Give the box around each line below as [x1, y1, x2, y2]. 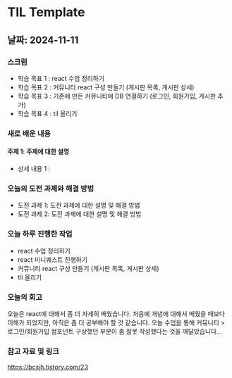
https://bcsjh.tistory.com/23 [7, 363, 89, 372]
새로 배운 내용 [7, 128, 51, 138]
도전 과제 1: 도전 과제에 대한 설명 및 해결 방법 [17, 201, 140, 210]
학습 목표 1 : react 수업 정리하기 [17, 74, 104, 82]
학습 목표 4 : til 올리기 [17, 109, 78, 118]
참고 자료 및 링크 [7, 346, 59, 356]
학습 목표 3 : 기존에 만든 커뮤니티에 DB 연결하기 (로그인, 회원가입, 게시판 [17, 92, 216, 100]
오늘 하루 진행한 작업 [7, 229, 73, 239]
